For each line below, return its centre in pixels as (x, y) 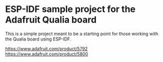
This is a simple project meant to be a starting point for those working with (82, 33)
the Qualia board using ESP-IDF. (38, 39)
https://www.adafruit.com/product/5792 (46, 48)
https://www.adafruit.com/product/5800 (47, 54)
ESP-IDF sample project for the (70, 9)
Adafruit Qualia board (51, 20)
